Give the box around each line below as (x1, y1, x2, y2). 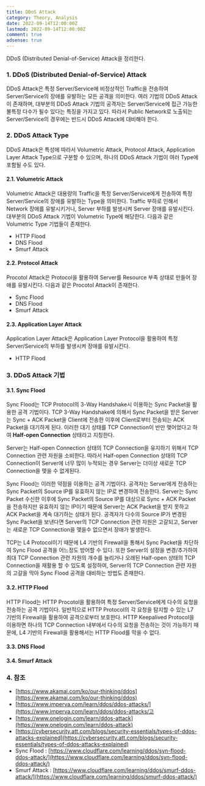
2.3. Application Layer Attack (6, 320, 82, 328)
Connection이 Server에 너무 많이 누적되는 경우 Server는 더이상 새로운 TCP (6, 460, 187, 467)
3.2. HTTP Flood (6, 583, 49, 591)
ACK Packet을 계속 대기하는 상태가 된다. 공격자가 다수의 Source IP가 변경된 (6, 511, 187, 518)
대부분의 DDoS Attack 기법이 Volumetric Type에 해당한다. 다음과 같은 (6, 212, 174, 220)
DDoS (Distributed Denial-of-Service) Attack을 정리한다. (6, 55, 145, 62)
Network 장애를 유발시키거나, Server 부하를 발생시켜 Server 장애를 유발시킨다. (6, 205, 195, 212)
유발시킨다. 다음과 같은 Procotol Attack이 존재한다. (17, 281, 139, 289)
